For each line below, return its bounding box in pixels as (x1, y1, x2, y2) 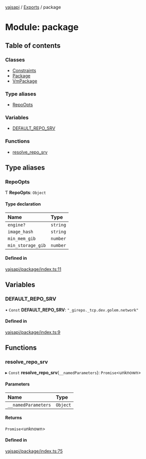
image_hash (7, 229, 33, 234)
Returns (5, 415, 22, 421)
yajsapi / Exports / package (5, 4, 61, 10)
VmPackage (12, 78, 37, 84)
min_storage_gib (7, 242, 46, 248)
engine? (7, 222, 26, 228)
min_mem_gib (7, 235, 36, 241)
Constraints (12, 67, 36, 74)
